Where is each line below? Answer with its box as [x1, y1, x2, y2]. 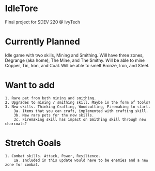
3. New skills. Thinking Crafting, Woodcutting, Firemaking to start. [5, 104, 151, 109]
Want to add [5, 80, 55, 91]
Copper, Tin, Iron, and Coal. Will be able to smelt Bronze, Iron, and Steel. [5, 62, 149, 68]
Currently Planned [5, 36, 80, 47]
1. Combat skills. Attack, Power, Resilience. [5, 153, 101, 158]
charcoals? [5, 121, 27, 126]
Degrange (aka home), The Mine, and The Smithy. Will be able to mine [5, 57, 145, 63]
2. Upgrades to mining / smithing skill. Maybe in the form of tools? [5, 100, 151, 105]
